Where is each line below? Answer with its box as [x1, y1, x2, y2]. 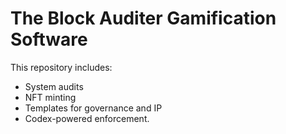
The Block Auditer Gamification [10, 7, 277, 30]
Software [10, 28, 88, 51]
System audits [24, 80, 84, 92]
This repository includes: [10, 61, 113, 73]
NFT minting [24, 91, 77, 103]
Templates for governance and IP [24, 102, 163, 114]
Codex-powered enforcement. [24, 112, 150, 124]
